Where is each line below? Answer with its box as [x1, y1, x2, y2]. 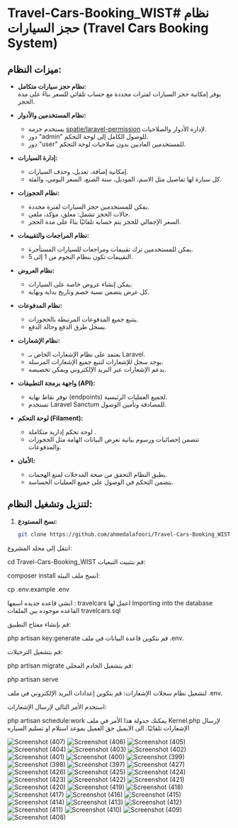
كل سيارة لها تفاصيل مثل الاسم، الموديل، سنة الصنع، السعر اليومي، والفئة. [28, 175, 222, 183]
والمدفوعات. [28, 443, 62, 451]
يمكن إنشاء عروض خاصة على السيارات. [28, 280, 133, 288]
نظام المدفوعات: [17, 302, 62, 309]
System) [7, 35, 58, 51]
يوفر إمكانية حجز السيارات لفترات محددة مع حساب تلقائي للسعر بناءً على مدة [17, 90, 222, 98]
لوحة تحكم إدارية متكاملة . [28, 428, 97, 436]
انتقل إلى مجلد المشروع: [7, 543, 72, 552]
